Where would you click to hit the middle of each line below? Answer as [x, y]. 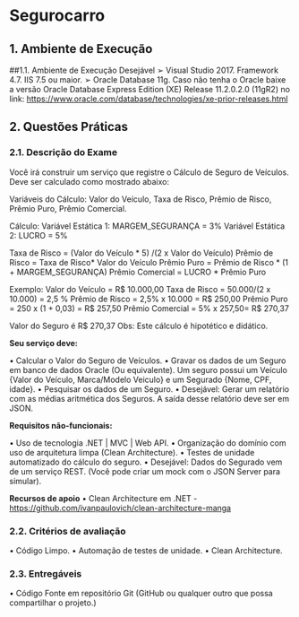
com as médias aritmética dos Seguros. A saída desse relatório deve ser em [149, 398]
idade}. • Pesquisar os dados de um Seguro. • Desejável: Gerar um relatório [149, 389]
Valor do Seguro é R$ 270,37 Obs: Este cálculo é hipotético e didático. [139, 326]
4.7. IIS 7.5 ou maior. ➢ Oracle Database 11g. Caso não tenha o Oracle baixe [148, 80]
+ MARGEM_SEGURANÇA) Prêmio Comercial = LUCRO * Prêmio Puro [138, 272]
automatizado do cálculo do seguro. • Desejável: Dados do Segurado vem [146, 462]
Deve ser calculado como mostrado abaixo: [90, 181]
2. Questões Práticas [68, 127]
